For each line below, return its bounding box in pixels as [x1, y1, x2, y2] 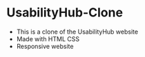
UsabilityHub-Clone [6, 5, 124, 21]
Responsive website [16, 42, 74, 50]
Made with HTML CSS [16, 34, 80, 43]
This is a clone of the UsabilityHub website [16, 27, 139, 36]
